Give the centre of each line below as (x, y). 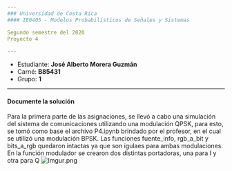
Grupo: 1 (29, 79)
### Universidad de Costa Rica (52, 13)
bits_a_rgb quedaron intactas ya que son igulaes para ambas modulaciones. (115, 146)
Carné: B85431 (39, 72)
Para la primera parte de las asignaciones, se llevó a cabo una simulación (112, 117)
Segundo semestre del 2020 (46, 32)
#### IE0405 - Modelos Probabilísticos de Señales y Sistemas (98, 20)
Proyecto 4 (23, 39)
